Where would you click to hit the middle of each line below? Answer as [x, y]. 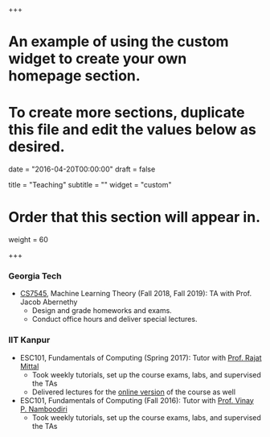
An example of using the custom [119, 42]
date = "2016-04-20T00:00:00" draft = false [82, 169]
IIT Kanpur [29, 340]
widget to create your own [98, 59]
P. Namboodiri [44, 409]
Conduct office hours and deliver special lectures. [115, 320]
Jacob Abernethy [49, 302]
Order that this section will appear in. [135, 217]
